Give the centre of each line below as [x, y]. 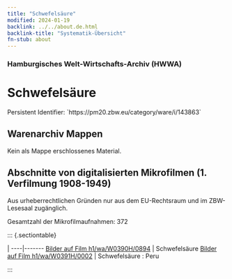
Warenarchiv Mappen [55, 134]
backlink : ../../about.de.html [53, 27]
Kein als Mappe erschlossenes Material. [64, 151]
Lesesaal [20, 208]
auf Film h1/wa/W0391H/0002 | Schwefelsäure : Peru [83, 256]
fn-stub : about [29, 40]
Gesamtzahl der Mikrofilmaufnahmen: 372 [68, 221]
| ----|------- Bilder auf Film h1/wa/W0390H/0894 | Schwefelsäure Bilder [112, 248]
